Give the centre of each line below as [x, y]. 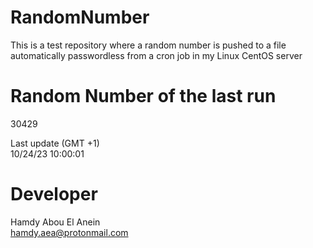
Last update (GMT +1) [55, 143]
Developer [54, 194]
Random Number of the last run [143, 96]
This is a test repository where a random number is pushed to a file [148, 45]
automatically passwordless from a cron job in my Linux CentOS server [156, 55]
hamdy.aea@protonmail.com [69, 232]
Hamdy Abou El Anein [55, 222]
